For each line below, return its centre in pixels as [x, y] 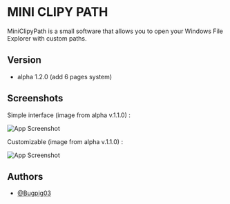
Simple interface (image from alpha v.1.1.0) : [69, 115]
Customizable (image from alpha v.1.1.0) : [65, 141]
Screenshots [35, 98]
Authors [25, 176]
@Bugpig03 [34, 193]
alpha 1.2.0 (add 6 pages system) [65, 76]
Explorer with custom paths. [47, 38]
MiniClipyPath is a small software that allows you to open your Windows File [115, 31]
